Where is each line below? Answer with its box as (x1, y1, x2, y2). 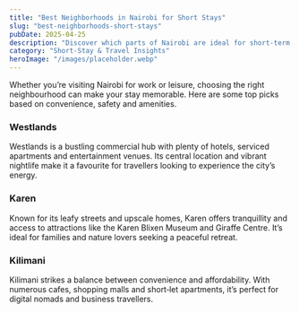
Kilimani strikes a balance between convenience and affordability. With (9, 274, 270, 285)
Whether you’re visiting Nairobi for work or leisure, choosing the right (9, 80, 265, 90)
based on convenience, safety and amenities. (9, 99, 177, 109)
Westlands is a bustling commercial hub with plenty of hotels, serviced (9, 141, 270, 152)
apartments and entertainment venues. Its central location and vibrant (9, 151, 267, 161)
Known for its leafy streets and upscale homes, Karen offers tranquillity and (9, 213, 288, 223)
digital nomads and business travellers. (9, 293, 154, 304)
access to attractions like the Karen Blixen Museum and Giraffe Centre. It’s (9, 222, 284, 233)
